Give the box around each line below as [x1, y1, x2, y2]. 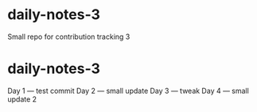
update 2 [7, 94, 37, 104]
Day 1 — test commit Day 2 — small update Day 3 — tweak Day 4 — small [7, 86, 250, 95]
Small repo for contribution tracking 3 [7, 32, 130, 41]
